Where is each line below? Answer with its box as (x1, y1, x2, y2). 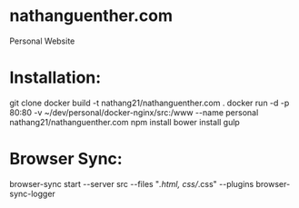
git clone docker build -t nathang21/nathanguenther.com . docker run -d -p (9, 97, 290, 108)
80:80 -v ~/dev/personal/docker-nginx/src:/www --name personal (9, 106, 259, 118)
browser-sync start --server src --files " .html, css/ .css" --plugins (9, 178, 254, 189)
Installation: (9, 67, 102, 88)
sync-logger (9, 188, 56, 199)
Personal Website (9, 35, 75, 46)
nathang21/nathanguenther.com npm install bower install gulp (9, 116, 241, 127)
